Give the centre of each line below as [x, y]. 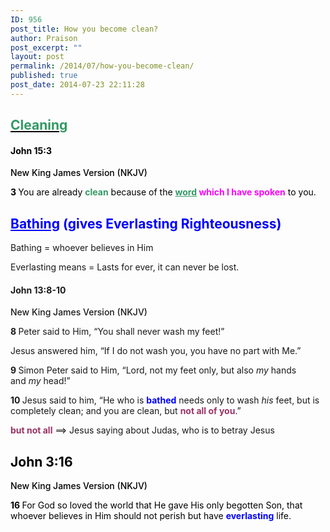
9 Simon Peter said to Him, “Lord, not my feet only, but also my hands [153, 370]
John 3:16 [41, 461]
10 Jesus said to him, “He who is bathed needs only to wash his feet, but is [165, 400]
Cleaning [39, 125]
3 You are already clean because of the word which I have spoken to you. [163, 192]
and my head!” [40, 381]
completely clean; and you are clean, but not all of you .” [126, 411]
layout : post [37, 57]
